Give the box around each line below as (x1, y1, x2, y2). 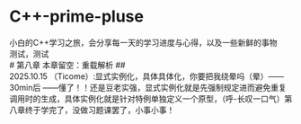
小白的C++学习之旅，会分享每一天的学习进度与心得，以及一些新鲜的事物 (9, 37, 278, 48)
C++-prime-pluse (9, 6, 144, 27)
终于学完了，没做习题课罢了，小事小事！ (24, 104, 175, 115)
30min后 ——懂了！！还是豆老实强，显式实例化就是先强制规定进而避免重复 (9, 82, 288, 93)
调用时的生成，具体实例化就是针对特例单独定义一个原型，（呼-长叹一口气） (9, 93, 285, 104)
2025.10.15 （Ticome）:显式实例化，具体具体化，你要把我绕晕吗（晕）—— (9, 70, 285, 82)
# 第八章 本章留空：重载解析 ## (9, 59, 126, 70)
